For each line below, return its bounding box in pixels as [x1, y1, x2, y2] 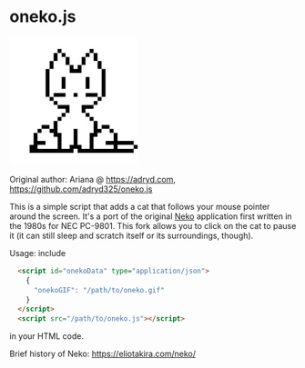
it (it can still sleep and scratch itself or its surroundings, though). [9, 230, 254, 241]
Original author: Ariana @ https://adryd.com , [9, 174, 176, 184]
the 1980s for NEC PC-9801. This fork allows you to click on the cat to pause [9, 220, 297, 231]
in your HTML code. [9, 331, 85, 342]
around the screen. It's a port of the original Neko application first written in [9, 211, 293, 222]
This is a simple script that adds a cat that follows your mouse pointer [9, 201, 270, 212]
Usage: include [9, 247, 66, 258]
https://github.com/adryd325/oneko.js [9, 184, 153, 194]
